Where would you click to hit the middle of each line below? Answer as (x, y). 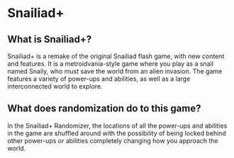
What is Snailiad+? (50, 39)
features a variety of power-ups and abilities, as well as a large (99, 79)
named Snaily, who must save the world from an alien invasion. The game (115, 71)
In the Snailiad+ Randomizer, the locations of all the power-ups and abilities (117, 125)
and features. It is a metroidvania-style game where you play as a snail (111, 64)
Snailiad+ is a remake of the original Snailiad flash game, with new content (116, 56)
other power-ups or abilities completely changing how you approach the (113, 140)
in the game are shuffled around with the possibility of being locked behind (117, 133)
